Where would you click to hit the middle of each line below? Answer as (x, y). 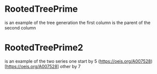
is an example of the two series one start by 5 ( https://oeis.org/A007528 (78, 61)
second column (20, 27)
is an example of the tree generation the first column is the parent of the (78, 23)
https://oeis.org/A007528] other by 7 (43, 66)
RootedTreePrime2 (44, 48)
